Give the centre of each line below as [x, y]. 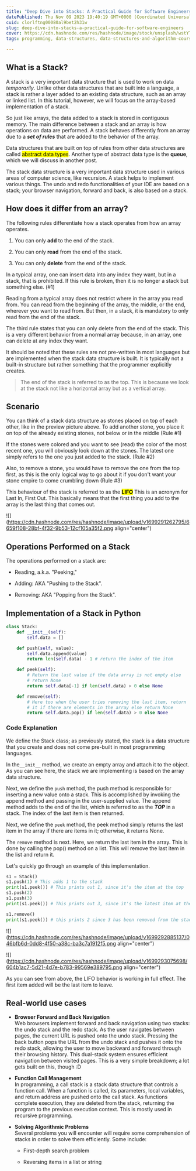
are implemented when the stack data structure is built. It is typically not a [95, 358]
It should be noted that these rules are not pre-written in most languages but [98, 352]
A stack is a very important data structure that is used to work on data [90, 81]
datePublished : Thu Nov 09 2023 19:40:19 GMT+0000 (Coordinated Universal [99, 17]
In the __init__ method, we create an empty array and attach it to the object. [98, 764]
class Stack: [22, 627]
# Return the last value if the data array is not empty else [104, 675]
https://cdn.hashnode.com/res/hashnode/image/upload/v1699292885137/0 [99, 937]
